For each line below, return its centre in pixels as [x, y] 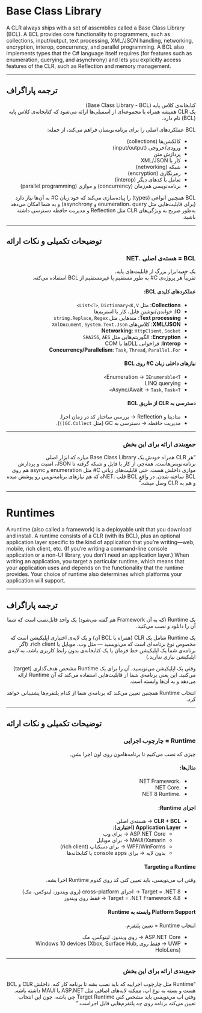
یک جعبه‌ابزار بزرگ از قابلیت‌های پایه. [155, 271]
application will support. [36, 581]
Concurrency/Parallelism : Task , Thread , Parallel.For [115, 349]
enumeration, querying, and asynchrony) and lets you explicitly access [94, 60]
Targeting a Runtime [170, 866]
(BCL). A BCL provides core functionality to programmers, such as [88, 34]
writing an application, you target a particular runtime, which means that [95, 562]
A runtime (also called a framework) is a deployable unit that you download [99, 530]
